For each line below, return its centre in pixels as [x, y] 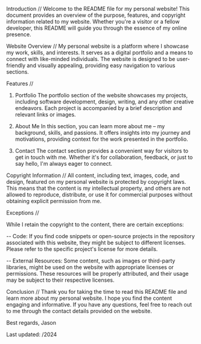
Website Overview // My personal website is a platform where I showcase [97, 46]
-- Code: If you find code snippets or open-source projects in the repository [101, 236]
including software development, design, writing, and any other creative [104, 102]
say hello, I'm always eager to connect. [64, 164]
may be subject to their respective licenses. [60, 280]
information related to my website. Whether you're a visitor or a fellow [93, 21]
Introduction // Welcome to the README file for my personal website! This [98, 9]
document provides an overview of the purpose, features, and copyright [96, 15]
